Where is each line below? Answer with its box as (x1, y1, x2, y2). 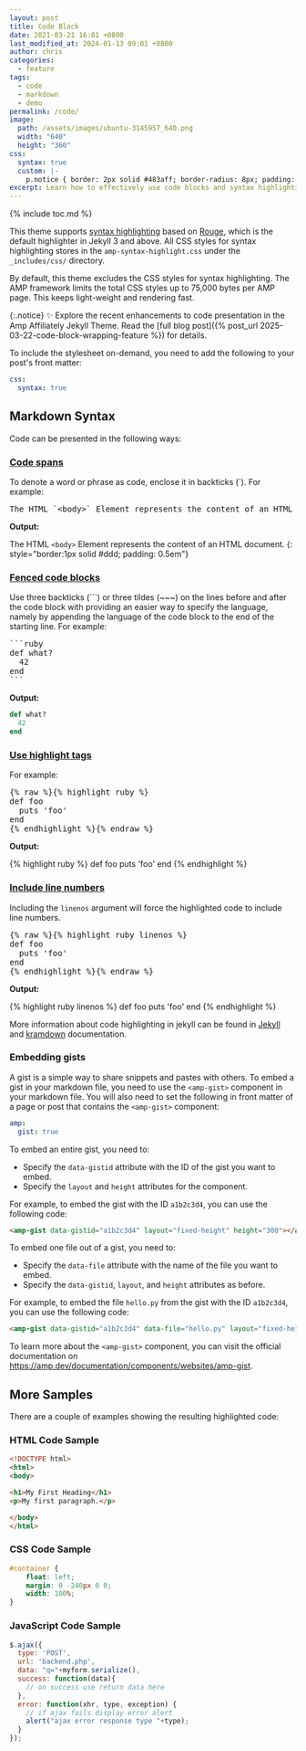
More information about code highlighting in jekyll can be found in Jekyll (9, 1018, 280, 1029)
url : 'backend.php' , (17, 1657, 96, 1667)
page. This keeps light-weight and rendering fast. (9, 292, 195, 303)
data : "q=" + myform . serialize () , (17, 1666, 141, 1675)
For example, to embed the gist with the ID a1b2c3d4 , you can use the (9, 1198, 269, 1209)
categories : (9, 56, 55, 65)
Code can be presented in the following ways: (9, 433, 182, 444)
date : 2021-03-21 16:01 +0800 (9, 30, 125, 39)
